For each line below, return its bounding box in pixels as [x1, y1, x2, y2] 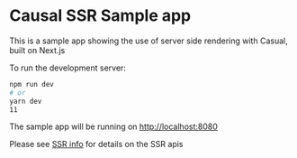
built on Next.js [9, 44, 66, 55]
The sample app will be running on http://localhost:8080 [9, 121, 219, 132]
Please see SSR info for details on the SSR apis [9, 139, 184, 150]
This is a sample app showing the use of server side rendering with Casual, [9, 35, 288, 46]
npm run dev [9, 79, 54, 88]
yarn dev [9, 97, 42, 106]
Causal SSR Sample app [9, 5, 192, 26]
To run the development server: [9, 62, 126, 73]
